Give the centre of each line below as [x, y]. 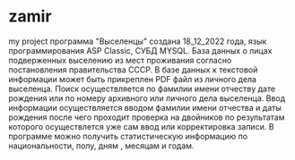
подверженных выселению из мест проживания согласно [120, 60]
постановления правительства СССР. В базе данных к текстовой [133, 70]
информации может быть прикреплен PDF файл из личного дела [133, 79]
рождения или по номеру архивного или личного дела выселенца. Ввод [147, 98]
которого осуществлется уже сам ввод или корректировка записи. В [141, 126]
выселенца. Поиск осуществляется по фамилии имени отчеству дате [142, 88]
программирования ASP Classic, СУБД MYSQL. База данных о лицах [140, 50]
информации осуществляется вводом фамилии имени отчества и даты [145, 107]
